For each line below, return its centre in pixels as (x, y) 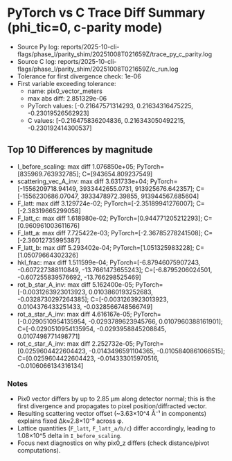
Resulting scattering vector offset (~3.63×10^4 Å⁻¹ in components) (111, 414)
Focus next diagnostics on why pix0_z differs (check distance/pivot (113, 443)
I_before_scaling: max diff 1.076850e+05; (76, 166)
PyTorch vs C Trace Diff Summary (106, 13)
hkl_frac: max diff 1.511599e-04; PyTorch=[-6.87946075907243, (109, 262)
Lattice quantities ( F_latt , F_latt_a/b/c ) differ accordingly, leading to (116, 428)
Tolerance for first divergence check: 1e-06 (79, 76)
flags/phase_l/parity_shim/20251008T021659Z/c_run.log (98, 69)
